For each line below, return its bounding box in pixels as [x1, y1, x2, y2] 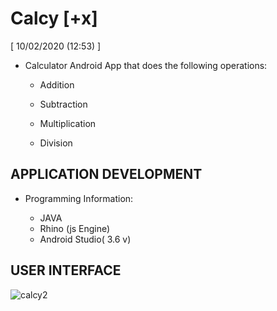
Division [39, 137, 73, 149]
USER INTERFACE [10, 262, 122, 279]
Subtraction [39, 98, 88, 110]
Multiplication [39, 117, 97, 129]
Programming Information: [24, 192, 134, 204]
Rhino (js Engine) [39, 222, 111, 234]
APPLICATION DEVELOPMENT [10, 166, 203, 183]
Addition [39, 78, 75, 91]
